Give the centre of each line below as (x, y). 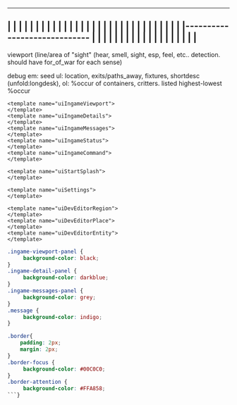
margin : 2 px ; (39, 349)
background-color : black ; (61, 258)
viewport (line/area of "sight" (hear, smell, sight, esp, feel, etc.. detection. (114, 54)
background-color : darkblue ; (66, 278)
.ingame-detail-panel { (42, 271)
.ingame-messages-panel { (45, 291)
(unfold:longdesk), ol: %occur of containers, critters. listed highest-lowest (115, 83)
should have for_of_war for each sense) (65, 62)
